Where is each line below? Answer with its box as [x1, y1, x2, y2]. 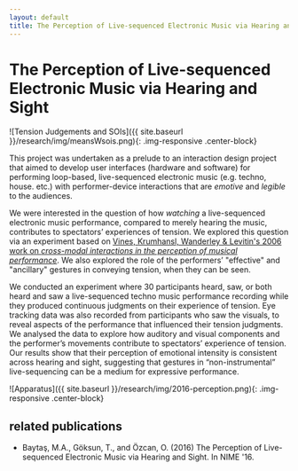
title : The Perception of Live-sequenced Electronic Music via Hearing [9, 21, 279, 30]
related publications [9, 419, 122, 434]
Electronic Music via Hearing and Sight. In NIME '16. [65, 451, 255, 462]
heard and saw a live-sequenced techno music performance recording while [9, 291, 289, 302]
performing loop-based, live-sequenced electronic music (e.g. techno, [9, 172, 267, 183]
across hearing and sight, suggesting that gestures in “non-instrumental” [9, 357, 276, 368]
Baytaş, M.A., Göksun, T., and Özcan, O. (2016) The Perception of [21, 443, 263, 453]
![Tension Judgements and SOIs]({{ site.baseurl [9, 126, 184, 137]
